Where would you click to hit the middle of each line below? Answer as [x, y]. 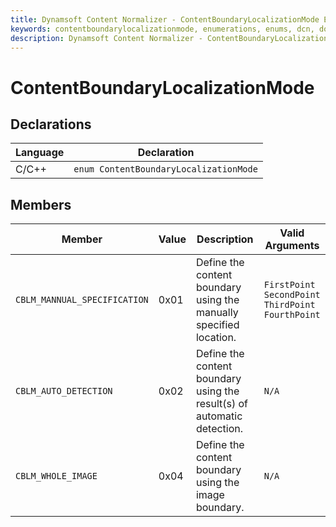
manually [217, 313]
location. [216, 338]
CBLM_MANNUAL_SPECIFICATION [82, 300]
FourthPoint [292, 315]
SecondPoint [292, 295]
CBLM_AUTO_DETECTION [64, 391]
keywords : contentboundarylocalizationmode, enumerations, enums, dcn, [162, 29]
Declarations [51, 124]
